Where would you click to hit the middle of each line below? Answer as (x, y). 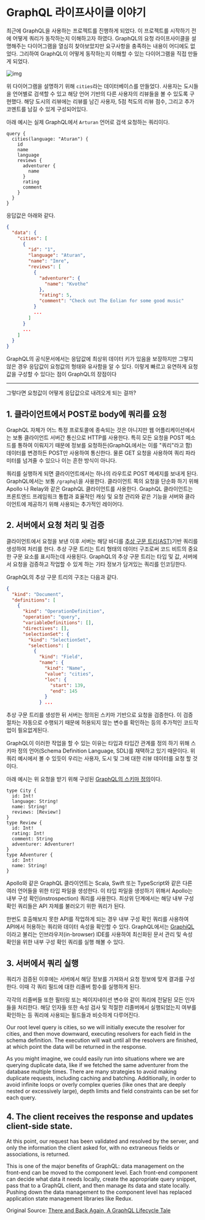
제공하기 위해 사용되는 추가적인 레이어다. (75, 504)
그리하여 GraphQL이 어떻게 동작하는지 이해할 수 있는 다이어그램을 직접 (103, 53)
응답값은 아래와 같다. (31, 215)
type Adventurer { (30, 855)
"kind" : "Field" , (61, 657)
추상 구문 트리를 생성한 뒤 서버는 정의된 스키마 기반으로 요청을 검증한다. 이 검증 (100, 715)
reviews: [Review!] (37, 812)
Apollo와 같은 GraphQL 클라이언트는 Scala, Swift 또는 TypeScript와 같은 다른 (99, 883)
